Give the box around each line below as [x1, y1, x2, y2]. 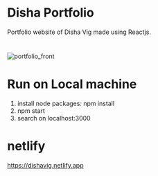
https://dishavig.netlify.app [7, 161, 84, 169]
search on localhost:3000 [17, 114, 91, 123]
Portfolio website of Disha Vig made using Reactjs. [7, 28, 151, 36]
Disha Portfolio [7, 5, 95, 21]
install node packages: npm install [17, 99, 115, 108]
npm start [17, 107, 45, 115]
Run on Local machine [7, 76, 137, 92]
